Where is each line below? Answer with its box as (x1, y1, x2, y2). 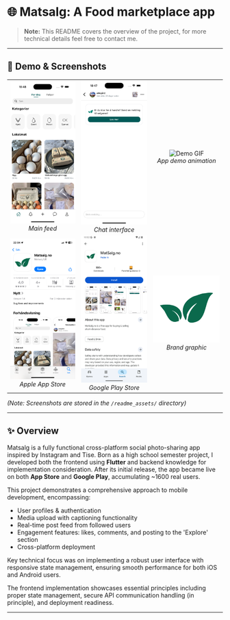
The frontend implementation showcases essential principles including (7, 584, 207, 592)
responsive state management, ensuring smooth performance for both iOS (7, 563, 218, 571)
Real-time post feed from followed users (16, 521, 131, 529)
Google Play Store (88, 384, 140, 392)
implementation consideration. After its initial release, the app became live (7, 465, 216, 473)
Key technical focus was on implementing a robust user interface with (7, 556, 204, 564)
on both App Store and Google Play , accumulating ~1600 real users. (7, 472, 201, 480)
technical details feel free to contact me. (23, 34, 138, 42)
